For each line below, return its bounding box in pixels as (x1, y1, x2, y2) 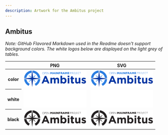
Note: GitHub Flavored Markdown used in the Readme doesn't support (5, 41, 151, 47)
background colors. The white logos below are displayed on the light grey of (5, 46, 163, 52)
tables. (5, 51, 19, 57)
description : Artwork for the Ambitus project (5, 8, 104, 13)
